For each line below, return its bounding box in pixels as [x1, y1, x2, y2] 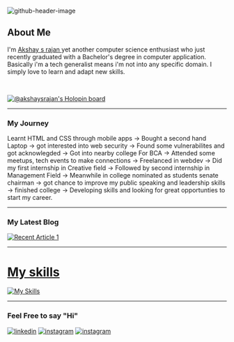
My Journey [7, 118, 49, 128]
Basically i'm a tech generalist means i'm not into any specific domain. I [7, 60, 212, 68]
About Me [7, 26, 51, 38]
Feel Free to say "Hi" [7, 311, 79, 320]
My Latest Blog [7, 217, 59, 227]
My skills [7, 264, 61, 280]
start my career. [7, 194, 53, 202]
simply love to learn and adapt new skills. [7, 67, 125, 76]
